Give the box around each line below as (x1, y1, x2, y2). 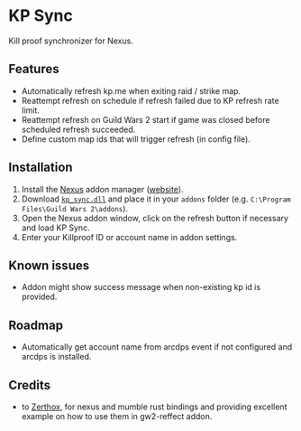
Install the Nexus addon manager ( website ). (21, 183, 184, 194)
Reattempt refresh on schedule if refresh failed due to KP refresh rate (21, 95, 280, 106)
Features (8, 61, 59, 77)
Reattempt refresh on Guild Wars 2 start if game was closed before (21, 114, 270, 125)
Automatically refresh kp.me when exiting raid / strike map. (21, 85, 241, 96)
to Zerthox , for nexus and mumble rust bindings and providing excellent (21, 401, 287, 412)
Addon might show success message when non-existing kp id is (21, 282, 261, 293)
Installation (8, 160, 73, 175)
